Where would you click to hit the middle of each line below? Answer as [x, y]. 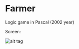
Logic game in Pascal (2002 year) [40, 22]
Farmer [20, 9]
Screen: [13, 31]
